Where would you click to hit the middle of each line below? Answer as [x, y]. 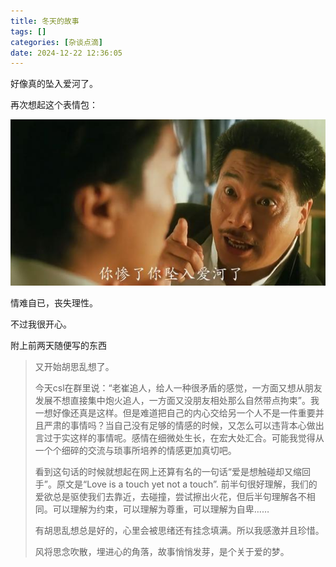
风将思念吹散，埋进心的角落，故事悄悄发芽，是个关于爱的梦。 [162, 551]
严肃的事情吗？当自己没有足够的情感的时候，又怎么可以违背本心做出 [184, 425]
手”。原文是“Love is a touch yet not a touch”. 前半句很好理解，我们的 [176, 484]
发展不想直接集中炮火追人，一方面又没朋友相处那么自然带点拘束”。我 [177, 400]
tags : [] [28, 31]
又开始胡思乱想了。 [74, 366]
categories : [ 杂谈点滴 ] [56, 42]
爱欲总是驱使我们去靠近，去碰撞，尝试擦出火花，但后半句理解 [162, 496]
